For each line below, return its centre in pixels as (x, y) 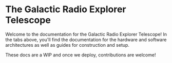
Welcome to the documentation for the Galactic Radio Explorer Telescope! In (86, 34)
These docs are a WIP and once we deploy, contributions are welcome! (81, 55)
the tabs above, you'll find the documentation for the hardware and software (86, 40)
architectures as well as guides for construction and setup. (68, 45)
